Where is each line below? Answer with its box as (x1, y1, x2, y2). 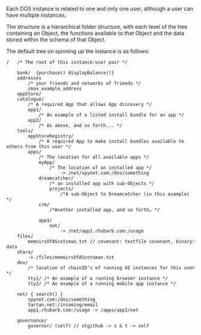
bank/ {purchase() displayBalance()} (17, 70, 114, 76)
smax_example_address (28, 86, 82, 92)
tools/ (17, 128, 34, 134)
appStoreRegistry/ (28, 133, 74, 139)
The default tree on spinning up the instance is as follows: (6, 48, 150, 55)
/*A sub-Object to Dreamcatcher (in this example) (60, 191, 190, 197)
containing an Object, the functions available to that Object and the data (6, 30, 185, 37)
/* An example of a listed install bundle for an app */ (38, 112, 185, 118)
